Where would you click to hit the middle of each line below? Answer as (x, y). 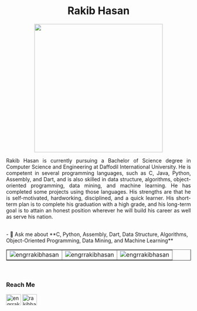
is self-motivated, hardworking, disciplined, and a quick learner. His (90, 198)
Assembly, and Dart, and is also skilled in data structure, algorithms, (89, 179)
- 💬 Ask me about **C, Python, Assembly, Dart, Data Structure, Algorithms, (97, 234)
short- (183, 198)
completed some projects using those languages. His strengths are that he (98, 191)
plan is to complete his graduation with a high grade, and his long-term (105, 204)
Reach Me (21, 285)
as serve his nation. (30, 217)
